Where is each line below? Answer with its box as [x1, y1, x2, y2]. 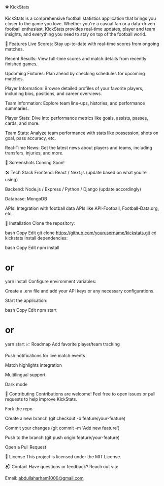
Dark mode [5, 381, 28, 387]
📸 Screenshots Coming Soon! [5, 160, 65, 165]
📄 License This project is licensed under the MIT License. [5, 453, 122, 459]
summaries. [5, 105, 29, 111]
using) [5, 177, 18, 182]
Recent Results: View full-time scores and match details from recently [5, 56, 147, 61]
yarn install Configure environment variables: [5, 278, 97, 284]
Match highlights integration [5, 362, 62, 368]
